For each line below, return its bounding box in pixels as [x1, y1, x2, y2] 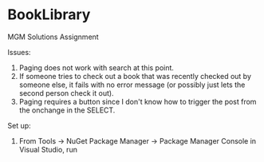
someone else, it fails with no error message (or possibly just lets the [18, 80, 246, 89]
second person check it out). [18, 88, 114, 97]
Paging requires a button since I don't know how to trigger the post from [18, 97, 257, 106]
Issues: [7, 47, 31, 57]
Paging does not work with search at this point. [18, 62, 175, 73]
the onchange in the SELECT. [18, 105, 116, 115]
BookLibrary [7, 6, 91, 24]
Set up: [7, 121, 31, 130]
